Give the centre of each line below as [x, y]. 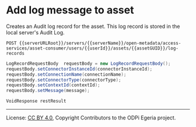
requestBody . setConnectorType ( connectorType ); [64, 80]
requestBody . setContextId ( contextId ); [53, 85]
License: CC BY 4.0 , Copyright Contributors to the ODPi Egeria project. [91, 118]
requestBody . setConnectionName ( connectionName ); [66, 74]
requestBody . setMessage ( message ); [48, 91]
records [15, 53]
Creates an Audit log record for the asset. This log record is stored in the [93, 26]
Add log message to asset [70, 10]
